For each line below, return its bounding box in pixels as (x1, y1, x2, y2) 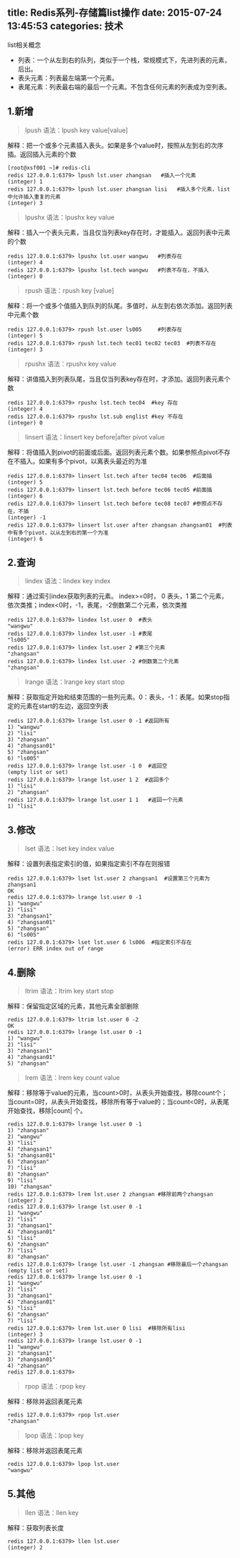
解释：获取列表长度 (7, 1523, 64, 1532)
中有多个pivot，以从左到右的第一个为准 (7, 529, 109, 536)
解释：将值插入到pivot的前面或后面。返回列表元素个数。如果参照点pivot (7, 447, 219, 456)
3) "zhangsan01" (7, 1356, 56, 1364)
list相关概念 (7, 40, 41, 49)
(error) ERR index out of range (7, 946, 104, 953)
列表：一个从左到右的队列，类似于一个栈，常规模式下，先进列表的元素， (17, 56, 231, 64)
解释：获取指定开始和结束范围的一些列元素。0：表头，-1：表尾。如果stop (7, 693, 224, 702)
